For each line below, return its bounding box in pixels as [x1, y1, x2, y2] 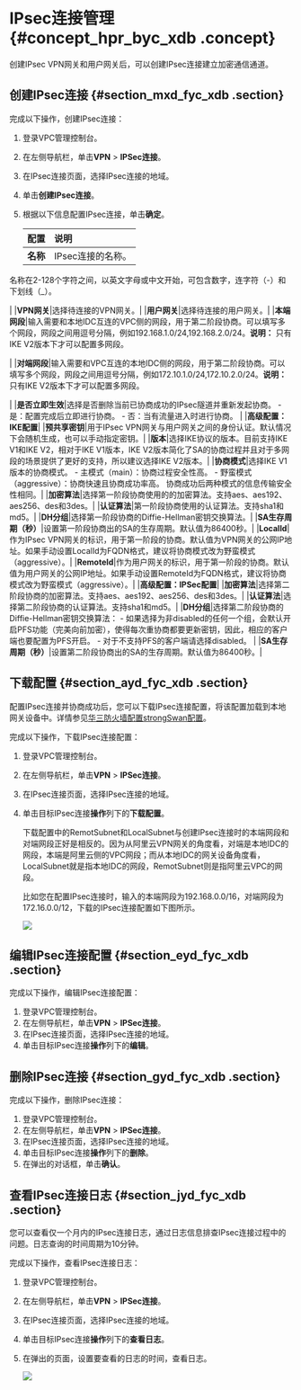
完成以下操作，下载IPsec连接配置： [9, 731, 141, 742]
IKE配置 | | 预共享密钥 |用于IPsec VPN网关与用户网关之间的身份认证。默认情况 [9, 422, 292, 432]
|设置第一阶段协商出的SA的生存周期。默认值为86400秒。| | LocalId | [40, 522, 290, 533]
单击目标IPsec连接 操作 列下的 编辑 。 [22, 1040, 155, 1051]
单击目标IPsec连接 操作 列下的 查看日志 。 [22, 1334, 170, 1344]
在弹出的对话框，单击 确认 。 [22, 1159, 126, 1170]
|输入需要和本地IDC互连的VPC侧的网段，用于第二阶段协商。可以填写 [25, 316, 279, 326]
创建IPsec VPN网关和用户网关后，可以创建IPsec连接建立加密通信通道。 [9, 58, 274, 69]
